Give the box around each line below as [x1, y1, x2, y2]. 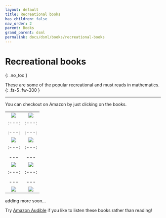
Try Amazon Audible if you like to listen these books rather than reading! [5, 207, 152, 213]
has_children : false [5, 16, 48, 21]
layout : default [5, 7, 39, 12]
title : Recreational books [5, 12, 61, 17]
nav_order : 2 [5, 21, 32, 26]
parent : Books [5, 26, 35, 31]
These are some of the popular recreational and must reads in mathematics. [5, 82, 160, 88]
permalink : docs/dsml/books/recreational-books [5, 35, 105, 40]
